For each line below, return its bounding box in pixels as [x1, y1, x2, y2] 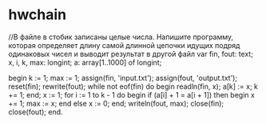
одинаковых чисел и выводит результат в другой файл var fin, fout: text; [8, 49, 254, 58]
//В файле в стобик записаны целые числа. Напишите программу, [8, 32, 234, 42]
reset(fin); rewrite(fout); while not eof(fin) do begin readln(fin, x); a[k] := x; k [8, 82, 258, 91]
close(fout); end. [8, 106, 63, 117]
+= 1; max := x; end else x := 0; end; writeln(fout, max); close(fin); [8, 98, 224, 108]
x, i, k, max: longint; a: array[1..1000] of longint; [8, 58, 162, 67]
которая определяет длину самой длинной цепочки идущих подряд [8, 40, 240, 50]
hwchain [8, 6, 67, 24]
